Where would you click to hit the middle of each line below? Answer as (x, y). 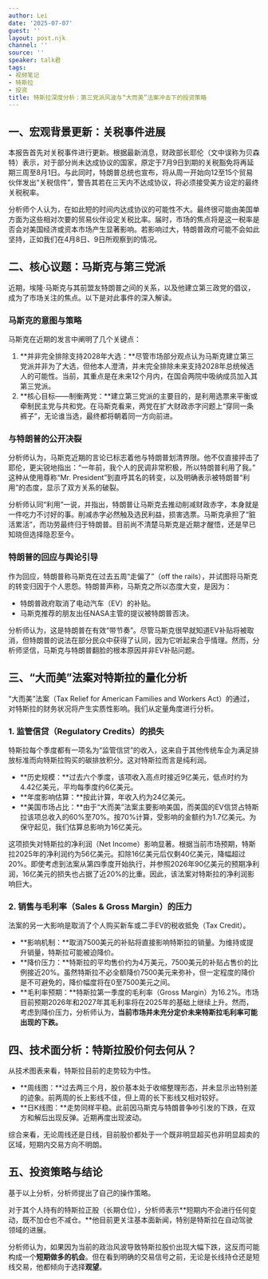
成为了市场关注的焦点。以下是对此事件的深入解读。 (92, 297)
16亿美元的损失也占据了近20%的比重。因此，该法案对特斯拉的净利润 (135, 874)
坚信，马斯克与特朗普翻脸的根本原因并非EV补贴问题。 (110, 650)
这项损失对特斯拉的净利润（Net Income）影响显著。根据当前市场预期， (125, 844)
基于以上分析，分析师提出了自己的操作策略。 (82, 1193)
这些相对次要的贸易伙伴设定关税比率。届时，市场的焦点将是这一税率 (141, 220)
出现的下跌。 (41, 1023)
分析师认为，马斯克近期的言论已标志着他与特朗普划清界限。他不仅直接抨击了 (134, 458)
